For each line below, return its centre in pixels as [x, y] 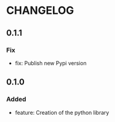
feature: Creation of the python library [62, 112]
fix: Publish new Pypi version [51, 63]
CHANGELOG [40, 11]
